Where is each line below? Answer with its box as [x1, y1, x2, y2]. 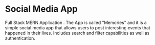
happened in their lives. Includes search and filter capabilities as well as [5, 30, 150, 36]
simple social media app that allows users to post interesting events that [5, 24, 151, 30]
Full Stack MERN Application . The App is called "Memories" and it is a [5, 20, 147, 25]
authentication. [5, 35, 36, 41]
